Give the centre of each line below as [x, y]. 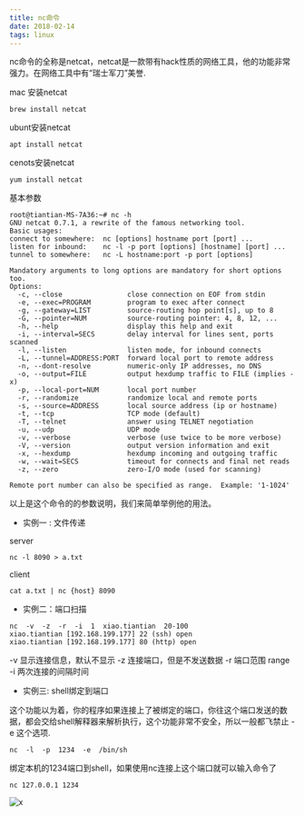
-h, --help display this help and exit [125, 327]
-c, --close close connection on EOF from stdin [142, 295]
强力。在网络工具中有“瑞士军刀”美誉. [78, 73]
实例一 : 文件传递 [54, 522]
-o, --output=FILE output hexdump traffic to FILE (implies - [156, 374]
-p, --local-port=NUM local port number [107, 390]
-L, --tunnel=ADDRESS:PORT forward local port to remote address [146, 358]
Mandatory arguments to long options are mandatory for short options [146, 271]
